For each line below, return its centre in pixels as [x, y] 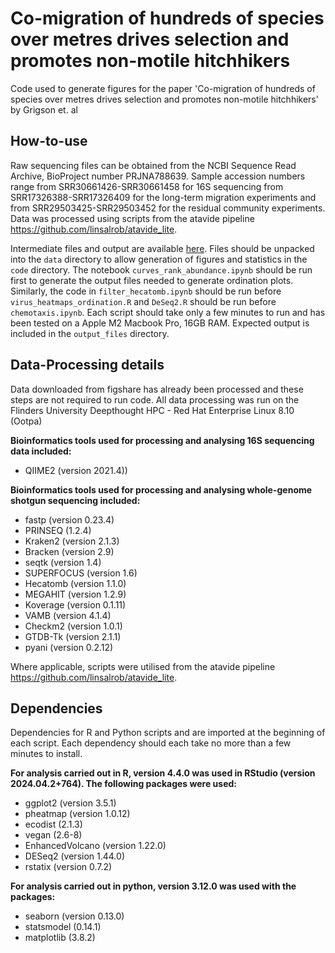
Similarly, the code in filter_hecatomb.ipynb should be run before [146, 291]
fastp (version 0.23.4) [69, 519]
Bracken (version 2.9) [69, 551]
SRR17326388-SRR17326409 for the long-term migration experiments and [163, 197]
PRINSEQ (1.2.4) [58, 530]
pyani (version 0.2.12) [69, 647]
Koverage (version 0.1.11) [75, 604]
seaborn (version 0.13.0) [74, 916]
